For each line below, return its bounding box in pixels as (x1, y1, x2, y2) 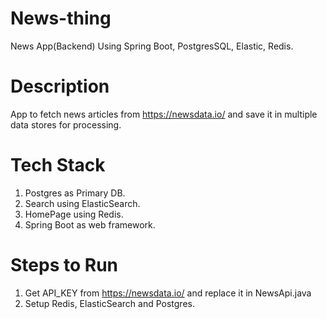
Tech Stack (10, 154, 106, 177)
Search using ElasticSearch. (24, 197, 141, 209)
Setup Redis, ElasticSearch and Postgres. (24, 297, 195, 309)
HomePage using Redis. (24, 208, 124, 220)
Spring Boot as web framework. (24, 218, 156, 231)
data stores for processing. (10, 118, 122, 131)
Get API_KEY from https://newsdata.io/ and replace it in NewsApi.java (24, 287, 312, 299)
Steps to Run (10, 254, 118, 276)
